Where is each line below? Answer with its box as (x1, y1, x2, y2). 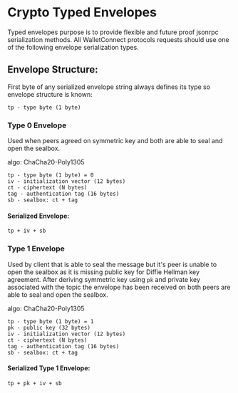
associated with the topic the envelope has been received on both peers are (7, 283, 231, 291)
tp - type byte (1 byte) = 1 (7, 318, 94, 325)
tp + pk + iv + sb (7, 379, 62, 387)
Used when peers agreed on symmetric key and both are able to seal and (7, 137, 223, 145)
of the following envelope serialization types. (7, 43, 139, 51)
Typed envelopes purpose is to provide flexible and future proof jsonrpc (7, 28, 219, 36)
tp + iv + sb (7, 227, 46, 235)
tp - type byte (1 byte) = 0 (7, 172, 94, 179)
